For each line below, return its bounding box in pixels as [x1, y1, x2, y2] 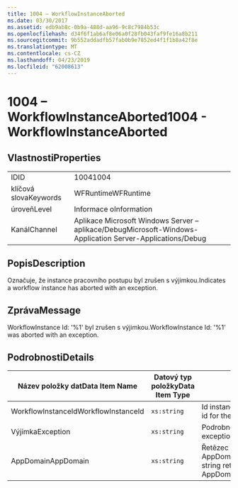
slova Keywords [11, 192, 62, 202]
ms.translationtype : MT [7, 43, 78, 50]
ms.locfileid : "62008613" [7, 63, 84, 70]
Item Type [155, 390, 191, 400]
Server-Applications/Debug [113, 233, 207, 243]
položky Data [151, 381, 195, 391]
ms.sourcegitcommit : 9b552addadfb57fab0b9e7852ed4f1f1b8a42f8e [7, 37, 198, 44]
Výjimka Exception [11, 427, 71, 437]
